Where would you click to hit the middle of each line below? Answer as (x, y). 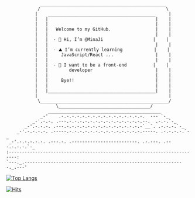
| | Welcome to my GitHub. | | (103, 29)
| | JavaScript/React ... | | (103, 55)
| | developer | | (103, 70)
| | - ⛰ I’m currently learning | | (102, 50)
